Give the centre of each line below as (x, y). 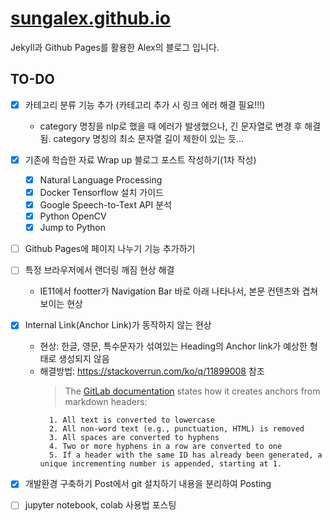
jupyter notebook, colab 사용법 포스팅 (100, 505)
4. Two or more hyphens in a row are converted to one (165, 447)
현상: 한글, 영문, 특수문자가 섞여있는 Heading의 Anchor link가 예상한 (173, 346)
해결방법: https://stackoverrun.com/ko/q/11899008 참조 (152, 371)
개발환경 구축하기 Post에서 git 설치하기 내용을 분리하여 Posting (148, 484)
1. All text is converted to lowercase (131, 420)
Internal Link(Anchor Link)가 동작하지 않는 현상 (118, 325)
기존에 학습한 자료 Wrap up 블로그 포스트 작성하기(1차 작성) (140, 159)
